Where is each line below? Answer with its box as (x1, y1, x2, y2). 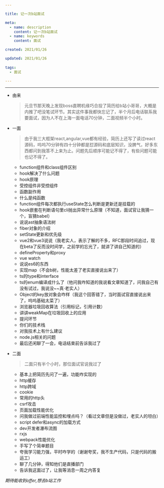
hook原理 (19, 177, 39, 183)
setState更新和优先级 (19, 231, 62, 237)
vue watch (19, 255, 41, 261)
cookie (19, 389, 33, 395)
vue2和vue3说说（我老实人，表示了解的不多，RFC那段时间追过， (19, 238, 151, 244)
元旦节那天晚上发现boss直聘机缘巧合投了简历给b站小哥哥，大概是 (24, 103, 157, 109)
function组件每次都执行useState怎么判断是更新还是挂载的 (19, 201, 135, 207)
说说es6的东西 (19, 261, 49, 267)
